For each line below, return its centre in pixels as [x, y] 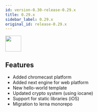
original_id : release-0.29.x [36, 24]
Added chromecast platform [42, 77]
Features [20, 65]
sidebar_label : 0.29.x [29, 19]
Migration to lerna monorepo [42, 104]
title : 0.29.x [20, 15]
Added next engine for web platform [51, 83]
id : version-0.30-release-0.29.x [41, 10]
